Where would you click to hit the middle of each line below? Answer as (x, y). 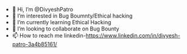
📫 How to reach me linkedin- (49, 35)
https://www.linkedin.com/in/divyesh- (133, 35)
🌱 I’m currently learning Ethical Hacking (62, 22)
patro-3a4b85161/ (34, 44)
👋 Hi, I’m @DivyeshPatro (43, 9)
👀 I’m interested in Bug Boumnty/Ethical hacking (72, 16)
